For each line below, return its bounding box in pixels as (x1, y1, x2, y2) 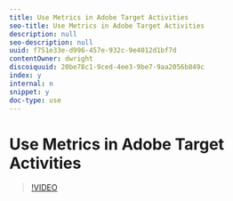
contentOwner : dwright (9, 54, 93, 63)
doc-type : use (9, 95, 62, 105)
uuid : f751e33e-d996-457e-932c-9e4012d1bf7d (9, 46, 177, 55)
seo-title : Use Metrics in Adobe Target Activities (9, 21, 205, 30)
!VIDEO (30, 182, 58, 193)
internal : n (9, 79, 53, 88)
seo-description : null (9, 37, 93, 47)
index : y (9, 71, 42, 80)
